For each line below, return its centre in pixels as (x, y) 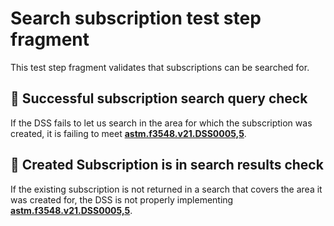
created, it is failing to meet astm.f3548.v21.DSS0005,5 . (128, 133)
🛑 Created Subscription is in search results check (167, 165)
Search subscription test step (136, 18)
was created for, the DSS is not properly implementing (122, 199)
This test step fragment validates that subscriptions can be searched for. (160, 67)
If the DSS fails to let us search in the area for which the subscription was (161, 123)
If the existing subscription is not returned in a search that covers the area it (166, 189)
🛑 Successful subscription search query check (159, 98)
